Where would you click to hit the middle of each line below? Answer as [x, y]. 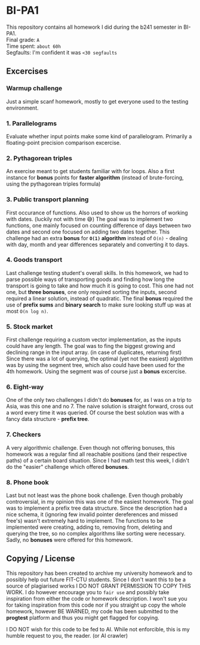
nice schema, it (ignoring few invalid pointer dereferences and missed [92, 514]
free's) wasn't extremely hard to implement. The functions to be [85, 521]
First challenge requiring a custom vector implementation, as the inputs [94, 340]
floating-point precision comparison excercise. [64, 143]
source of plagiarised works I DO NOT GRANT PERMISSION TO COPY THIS [99, 586]
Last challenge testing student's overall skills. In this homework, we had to [98, 272]
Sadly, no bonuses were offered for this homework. [70, 540]
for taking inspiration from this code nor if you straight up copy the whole [96, 605]
